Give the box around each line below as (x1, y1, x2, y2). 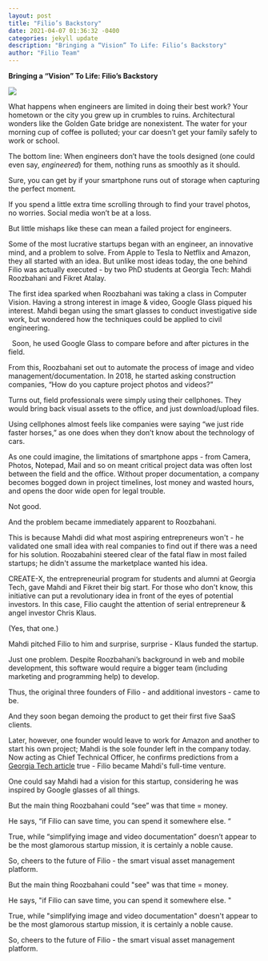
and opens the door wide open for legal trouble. (8, 487, 166, 495)
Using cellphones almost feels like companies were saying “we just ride (8, 419, 244, 429)
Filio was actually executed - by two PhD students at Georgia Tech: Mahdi (8, 265, 252, 274)
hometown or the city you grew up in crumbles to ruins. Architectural (8, 110, 235, 120)
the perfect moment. (8, 184, 76, 193)
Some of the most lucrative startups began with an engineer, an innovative (8, 239, 254, 249)
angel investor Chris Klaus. (8, 608, 97, 617)
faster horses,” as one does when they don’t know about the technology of (8, 428, 255, 438)
